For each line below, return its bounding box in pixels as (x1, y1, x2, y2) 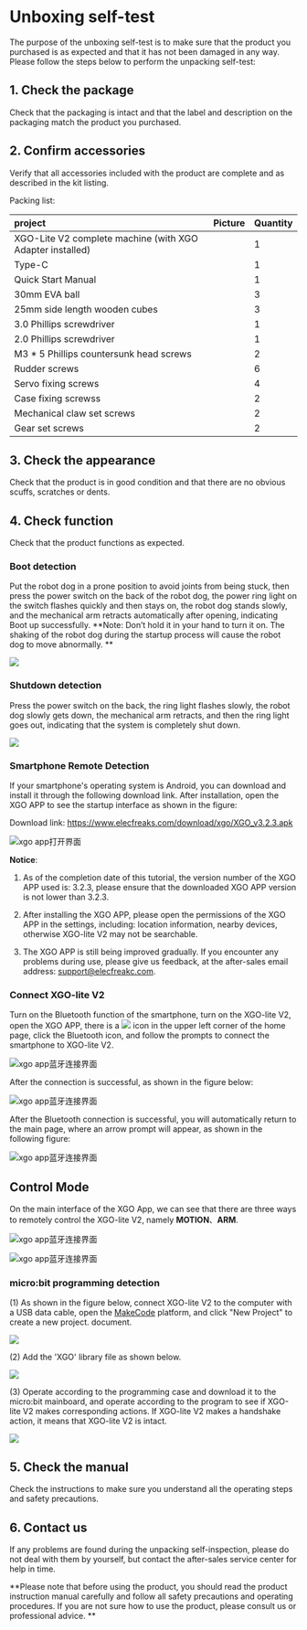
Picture (213, 217, 246, 229)
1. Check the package (9, 82, 134, 98)
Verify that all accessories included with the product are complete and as (9, 167, 285, 178)
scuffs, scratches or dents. (9, 486, 111, 497)
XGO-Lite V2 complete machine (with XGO (14, 231, 199, 244)
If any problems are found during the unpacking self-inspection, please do (9, 1544, 290, 1555)
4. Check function (9, 513, 114, 528)
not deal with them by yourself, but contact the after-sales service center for (9, 1554, 297, 1565)
